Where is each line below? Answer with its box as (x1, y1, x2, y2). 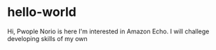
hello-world (7, 4, 77, 20)
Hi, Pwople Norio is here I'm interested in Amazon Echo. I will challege (7, 27, 210, 35)
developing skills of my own (7, 34, 88, 42)
